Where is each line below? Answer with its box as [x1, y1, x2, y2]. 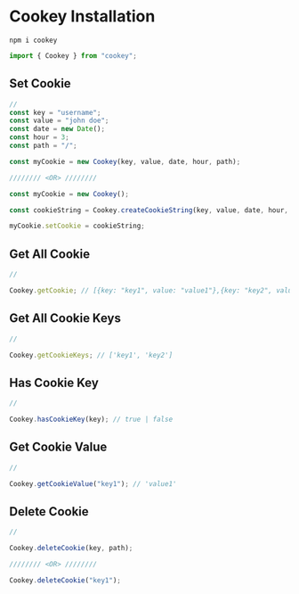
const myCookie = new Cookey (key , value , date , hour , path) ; [9, 157, 241, 166]
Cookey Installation [9, 6, 156, 27]
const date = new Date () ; [9, 125, 105, 134]
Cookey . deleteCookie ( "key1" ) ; [9, 575, 122, 585]
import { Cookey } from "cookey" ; [9, 51, 138, 60]
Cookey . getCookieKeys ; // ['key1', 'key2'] [9, 351, 174, 359]
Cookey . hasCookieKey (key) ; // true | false [9, 415, 174, 425]
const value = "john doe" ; [9, 116, 109, 126]
